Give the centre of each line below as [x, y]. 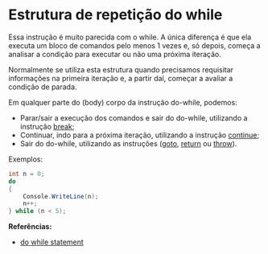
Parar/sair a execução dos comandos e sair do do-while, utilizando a [134, 117]
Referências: [30, 227]
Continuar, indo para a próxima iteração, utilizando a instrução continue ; [140, 135]
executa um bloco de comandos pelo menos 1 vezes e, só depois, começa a [134, 45]
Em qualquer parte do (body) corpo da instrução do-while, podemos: [123, 102]
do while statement [52, 242]
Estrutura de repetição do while [115, 15]
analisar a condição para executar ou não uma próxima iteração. [115, 54]
